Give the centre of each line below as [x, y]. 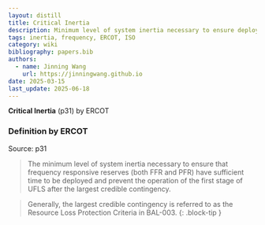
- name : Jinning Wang [51, 67]
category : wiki [33, 45]
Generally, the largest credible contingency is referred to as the [130, 204]
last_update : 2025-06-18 [49, 89]
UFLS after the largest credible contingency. [99, 189]
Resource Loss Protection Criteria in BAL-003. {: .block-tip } [125, 212]
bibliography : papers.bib [50, 52]
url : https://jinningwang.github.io [83, 74]
